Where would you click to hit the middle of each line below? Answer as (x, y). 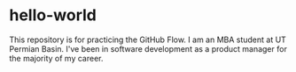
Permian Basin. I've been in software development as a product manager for (148, 48)
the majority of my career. (56, 58)
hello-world (53, 15)
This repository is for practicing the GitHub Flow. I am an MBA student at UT (148, 40)
